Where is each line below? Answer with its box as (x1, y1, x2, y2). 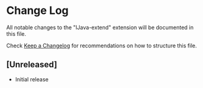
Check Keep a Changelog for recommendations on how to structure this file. (6, 42, 198, 49)
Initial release (15, 75, 49, 83)
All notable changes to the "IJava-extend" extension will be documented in (6, 24, 194, 31)
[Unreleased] (6, 59, 58, 70)
